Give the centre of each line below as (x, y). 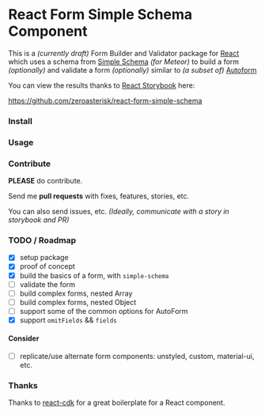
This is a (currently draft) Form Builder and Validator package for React (124, 53)
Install (21, 121)
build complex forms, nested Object (78, 302)
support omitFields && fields (68, 320)
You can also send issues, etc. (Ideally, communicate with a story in (119, 212)
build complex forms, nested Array (76, 293)
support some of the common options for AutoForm (104, 311)
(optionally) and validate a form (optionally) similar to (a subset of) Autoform (132, 70)
